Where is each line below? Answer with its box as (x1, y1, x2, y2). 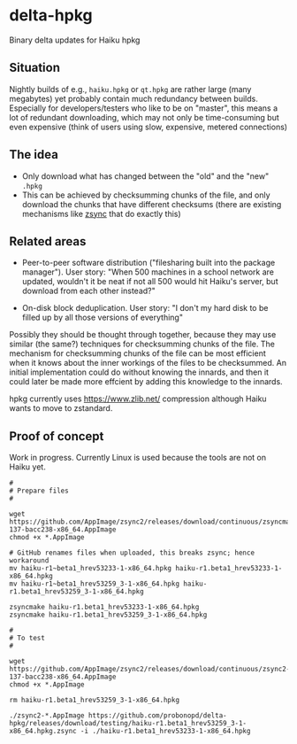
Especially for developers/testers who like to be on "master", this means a (9, 103, 278, 113)
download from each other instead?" (21, 285, 156, 297)
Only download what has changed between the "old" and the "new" (21, 170, 270, 182)
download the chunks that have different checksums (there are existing (21, 198, 282, 209)
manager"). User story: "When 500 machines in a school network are (21, 267, 275, 277)
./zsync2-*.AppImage (9, 711, 86, 720)
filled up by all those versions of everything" (21, 312, 184, 323)
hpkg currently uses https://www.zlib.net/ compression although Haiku (9, 393, 267, 404)
